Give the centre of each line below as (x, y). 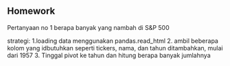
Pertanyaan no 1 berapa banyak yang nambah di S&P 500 (88, 27)
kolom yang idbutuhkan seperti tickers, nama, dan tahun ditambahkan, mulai (115, 48)
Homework (31, 11)
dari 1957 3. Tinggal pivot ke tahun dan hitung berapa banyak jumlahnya (109, 55)
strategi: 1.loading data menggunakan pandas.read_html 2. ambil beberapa (113, 41)
